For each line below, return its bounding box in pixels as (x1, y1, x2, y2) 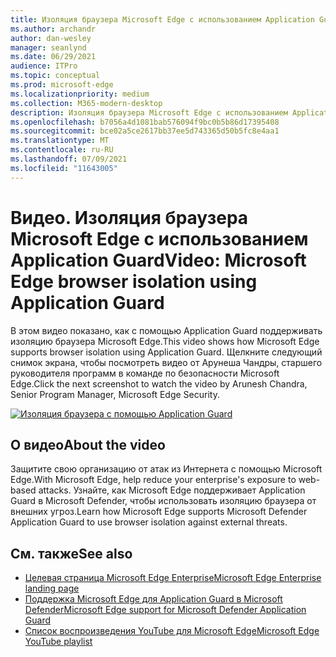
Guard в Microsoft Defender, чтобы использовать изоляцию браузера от (10, 495, 317, 507)
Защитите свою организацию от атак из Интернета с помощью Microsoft (10, 463, 323, 475)
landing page (24, 582, 80, 595)
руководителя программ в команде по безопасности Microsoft (10, 367, 280, 379)
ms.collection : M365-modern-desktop (10, 98, 163, 108)
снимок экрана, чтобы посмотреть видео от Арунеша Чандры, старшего (10, 356, 323, 368)
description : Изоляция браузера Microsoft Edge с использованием (10, 107, 288, 118)
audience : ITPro (10, 61, 78, 71)
